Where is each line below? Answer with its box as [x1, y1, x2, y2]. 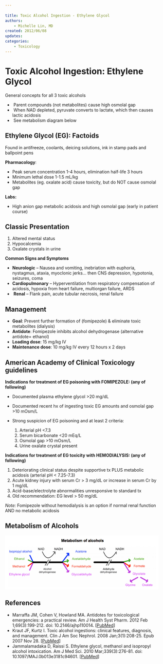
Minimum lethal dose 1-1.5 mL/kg [12, 174, 78, 180]
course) [12, 208, 28, 214]
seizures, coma [12, 275, 43, 281]
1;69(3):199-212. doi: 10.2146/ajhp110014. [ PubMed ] [12, 622, 115, 628]
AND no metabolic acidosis [5, 507, 59, 513]
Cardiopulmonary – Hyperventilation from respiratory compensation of [12, 280, 155, 286]
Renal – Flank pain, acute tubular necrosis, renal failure [13, 291, 124, 297]
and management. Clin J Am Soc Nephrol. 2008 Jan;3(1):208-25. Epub [12, 633, 154, 639]
